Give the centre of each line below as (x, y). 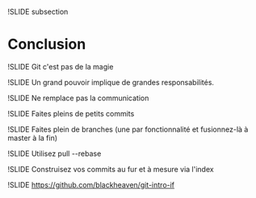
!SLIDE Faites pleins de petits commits (71, 113)
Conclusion (47, 44)
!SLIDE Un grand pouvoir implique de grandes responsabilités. (111, 82)
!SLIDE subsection (38, 12)
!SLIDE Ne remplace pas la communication (78, 98)
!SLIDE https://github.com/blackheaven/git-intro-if (91, 184)
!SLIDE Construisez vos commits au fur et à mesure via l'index (111, 169)
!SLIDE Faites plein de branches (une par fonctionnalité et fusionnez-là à (128, 129)
